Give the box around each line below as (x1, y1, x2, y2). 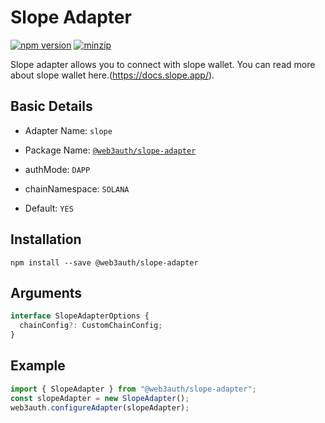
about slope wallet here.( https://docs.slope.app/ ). (10, 69, 215, 81)
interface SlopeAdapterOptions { (10, 311, 150, 321)
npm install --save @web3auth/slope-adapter (10, 257, 199, 268)
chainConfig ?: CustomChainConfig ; (19, 321, 163, 331)
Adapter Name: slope (24, 124, 113, 136)
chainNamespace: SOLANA (24, 182, 130, 195)
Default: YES (24, 202, 74, 214)
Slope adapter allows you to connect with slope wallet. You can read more (10, 58, 316, 70)
